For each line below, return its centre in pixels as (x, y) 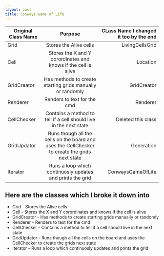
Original (23, 31)
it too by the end (137, 37)
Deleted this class (136, 119)
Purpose (70, 34)
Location (146, 62)
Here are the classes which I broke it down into (77, 195)
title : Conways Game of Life (35, 14)
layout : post (18, 10)
